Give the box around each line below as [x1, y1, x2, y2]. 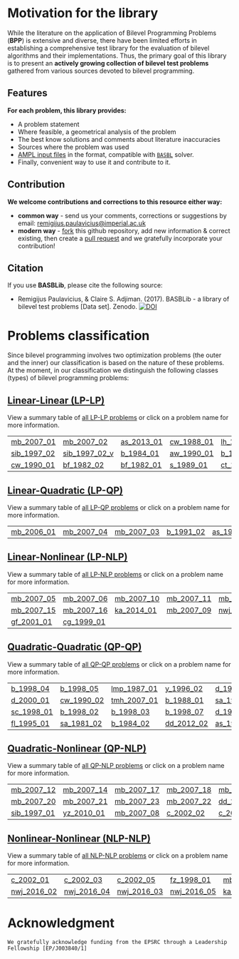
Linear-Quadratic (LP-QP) [7, 484, 123, 496]
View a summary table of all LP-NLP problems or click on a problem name [7, 570, 224, 578]
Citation [7, 262, 44, 274]
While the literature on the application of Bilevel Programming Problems [7, 29, 217, 37]
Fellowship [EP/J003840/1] [7, 945, 87, 953]
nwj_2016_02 [11, 886, 58, 896]
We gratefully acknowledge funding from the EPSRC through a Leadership [7, 939, 228, 946]
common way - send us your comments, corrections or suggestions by [17, 211, 228, 220]
